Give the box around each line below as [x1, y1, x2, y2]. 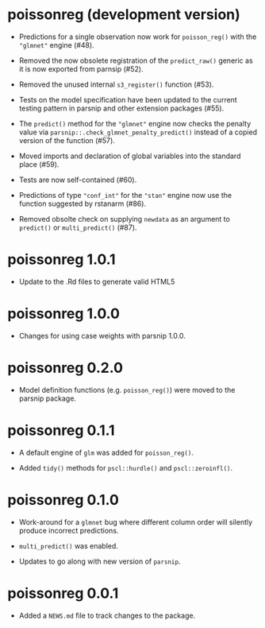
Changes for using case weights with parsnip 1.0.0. [18, 331, 186, 340]
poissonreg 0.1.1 [7, 421, 115, 439]
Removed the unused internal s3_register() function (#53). [18, 79, 214, 89]
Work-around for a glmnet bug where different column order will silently [18, 517, 253, 526]
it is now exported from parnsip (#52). [18, 64, 144, 73]
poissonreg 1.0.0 [7, 304, 121, 323]
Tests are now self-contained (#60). [18, 175, 137, 184]
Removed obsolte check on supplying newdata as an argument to [18, 214, 231, 223]
